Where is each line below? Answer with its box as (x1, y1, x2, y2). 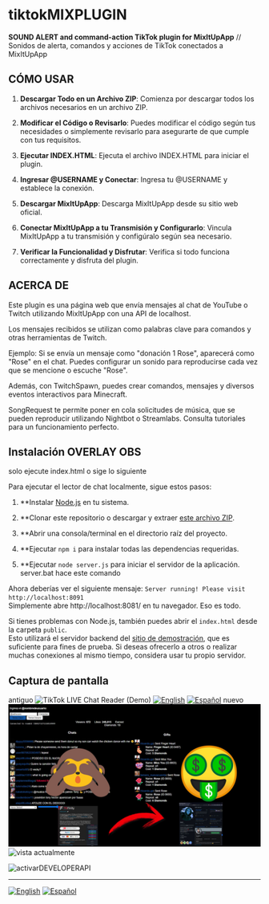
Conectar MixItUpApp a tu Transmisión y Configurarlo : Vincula (19, 222, 232, 232)
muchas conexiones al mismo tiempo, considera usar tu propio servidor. (8, 650, 247, 660)
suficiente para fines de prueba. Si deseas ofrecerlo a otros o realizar (8, 642, 238, 652)
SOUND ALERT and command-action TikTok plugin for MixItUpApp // (8, 32, 242, 42)
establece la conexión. (19, 183, 94, 193)
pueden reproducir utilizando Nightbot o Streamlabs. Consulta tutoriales (8, 413, 246, 423)
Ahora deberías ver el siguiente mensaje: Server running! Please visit (8, 584, 246, 593)
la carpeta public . (8, 625, 67, 635)
